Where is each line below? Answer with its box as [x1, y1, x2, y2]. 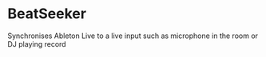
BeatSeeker [7, 5, 87, 23]
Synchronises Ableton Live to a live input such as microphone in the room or [7, 31, 259, 40]
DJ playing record [7, 39, 66, 48]
